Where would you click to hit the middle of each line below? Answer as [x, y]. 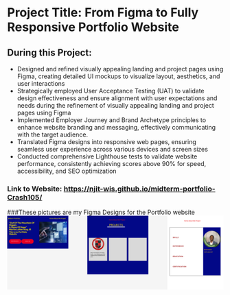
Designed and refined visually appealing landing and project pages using [120, 69]
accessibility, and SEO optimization [67, 171]
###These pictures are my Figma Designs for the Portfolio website [101, 212]
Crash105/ [25, 197]
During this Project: [49, 52]
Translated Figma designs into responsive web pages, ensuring [107, 142]
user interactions [41, 83]
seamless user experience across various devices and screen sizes [112, 149]
